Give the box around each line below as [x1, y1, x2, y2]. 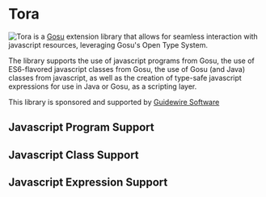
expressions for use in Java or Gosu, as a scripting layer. [8, 82, 197, 91]
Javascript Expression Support [8, 175, 168, 190]
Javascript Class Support [8, 148, 139, 161]
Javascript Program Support [8, 120, 155, 134]
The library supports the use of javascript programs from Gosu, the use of [8, 56, 255, 65]
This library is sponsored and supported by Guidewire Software [8, 97, 220, 107]
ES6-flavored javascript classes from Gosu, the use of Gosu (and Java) [8, 64, 246, 73]
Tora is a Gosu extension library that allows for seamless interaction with [16, 31, 259, 41]
